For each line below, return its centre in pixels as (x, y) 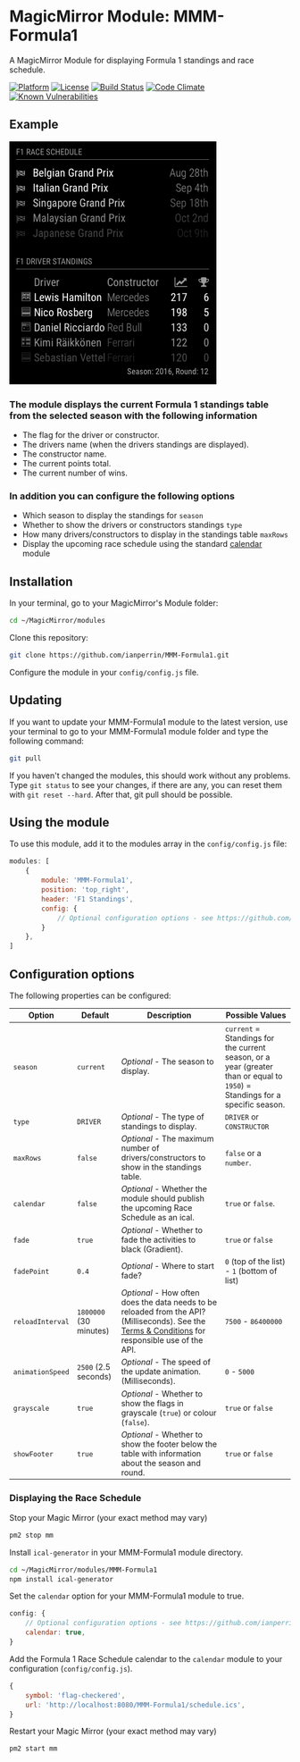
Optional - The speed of (166, 1362)
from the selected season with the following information (133, 415)
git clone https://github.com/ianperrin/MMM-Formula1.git (119, 655)
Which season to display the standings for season (112, 516)
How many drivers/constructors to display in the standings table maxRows (155, 534)
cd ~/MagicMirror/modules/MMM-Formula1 (83, 1570)
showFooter (33, 1454)
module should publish (163, 1198)
